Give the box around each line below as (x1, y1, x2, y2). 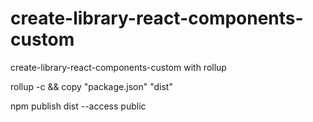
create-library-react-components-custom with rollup (10, 61, 227, 73)
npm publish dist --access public (10, 100, 147, 112)
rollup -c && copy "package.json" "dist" (10, 80, 173, 92)
